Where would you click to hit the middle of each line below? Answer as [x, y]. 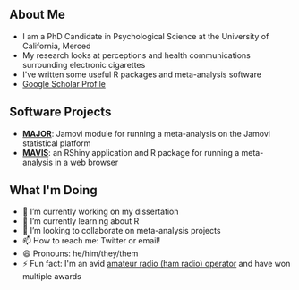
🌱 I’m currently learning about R [81, 221]
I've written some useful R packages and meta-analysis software [142, 74]
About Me [37, 15]
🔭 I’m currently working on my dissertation [100, 212]
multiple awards [52, 277]
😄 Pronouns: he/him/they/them [80, 253]
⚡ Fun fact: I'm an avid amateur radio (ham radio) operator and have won [156, 264]
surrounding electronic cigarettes [84, 64]
